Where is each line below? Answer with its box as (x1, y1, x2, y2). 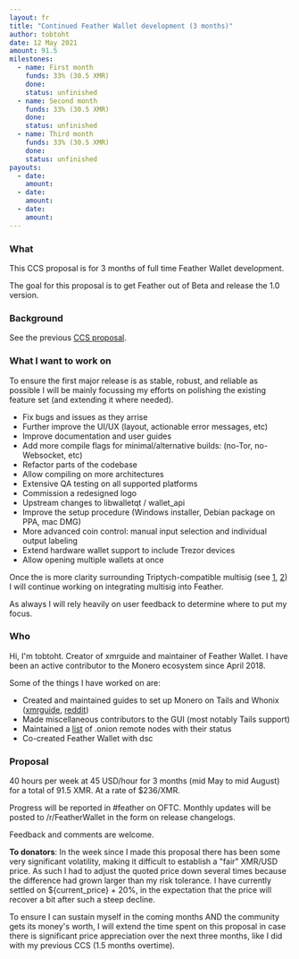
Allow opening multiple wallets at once (21, 554, 164, 565)
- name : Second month (17, 96, 98, 106)
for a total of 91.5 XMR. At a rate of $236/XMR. (9, 785, 181, 796)
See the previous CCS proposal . (9, 332, 128, 343)
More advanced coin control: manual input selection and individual (21, 526, 268, 536)
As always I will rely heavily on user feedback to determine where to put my (9, 598, 287, 609)
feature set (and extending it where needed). (9, 394, 174, 405)
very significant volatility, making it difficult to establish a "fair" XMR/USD (9, 856, 278, 867)
